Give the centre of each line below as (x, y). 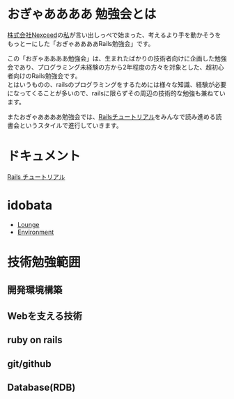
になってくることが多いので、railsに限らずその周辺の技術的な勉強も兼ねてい (117, 93)
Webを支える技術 (45, 316)
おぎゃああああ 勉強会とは (82, 14)
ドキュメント (44, 156)
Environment (36, 232)
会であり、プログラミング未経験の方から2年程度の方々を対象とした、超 (110, 67)
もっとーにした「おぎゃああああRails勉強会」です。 (81, 43)
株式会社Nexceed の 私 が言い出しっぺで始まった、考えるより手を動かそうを (114, 35)
